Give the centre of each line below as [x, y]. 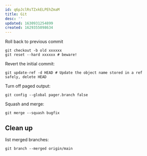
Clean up [19, 128]
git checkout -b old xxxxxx [34, 51]
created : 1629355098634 [29, 28]
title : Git [16, 14]
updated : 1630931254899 [29, 23]
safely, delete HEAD [26, 77]
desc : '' [14, 19]
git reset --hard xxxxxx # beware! [41, 55]
